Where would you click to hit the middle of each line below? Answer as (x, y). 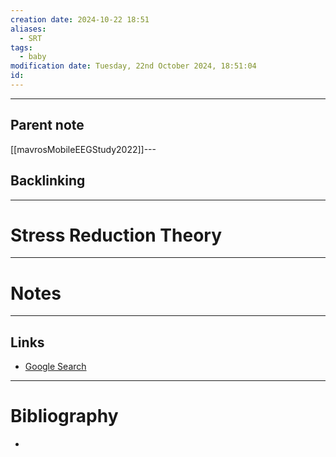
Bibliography (64, 416)
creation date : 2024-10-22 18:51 (80, 19)
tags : (21, 47)
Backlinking (48, 181)
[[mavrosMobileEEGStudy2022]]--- (83, 149)
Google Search (55, 367)
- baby (33, 57)
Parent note (47, 125)
